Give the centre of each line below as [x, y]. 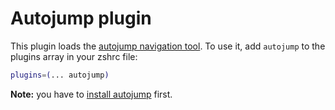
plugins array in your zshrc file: [74, 56]
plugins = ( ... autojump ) [60, 75]
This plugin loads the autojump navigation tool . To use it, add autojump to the [168, 46]
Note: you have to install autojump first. [91, 94]
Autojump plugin [81, 18]
